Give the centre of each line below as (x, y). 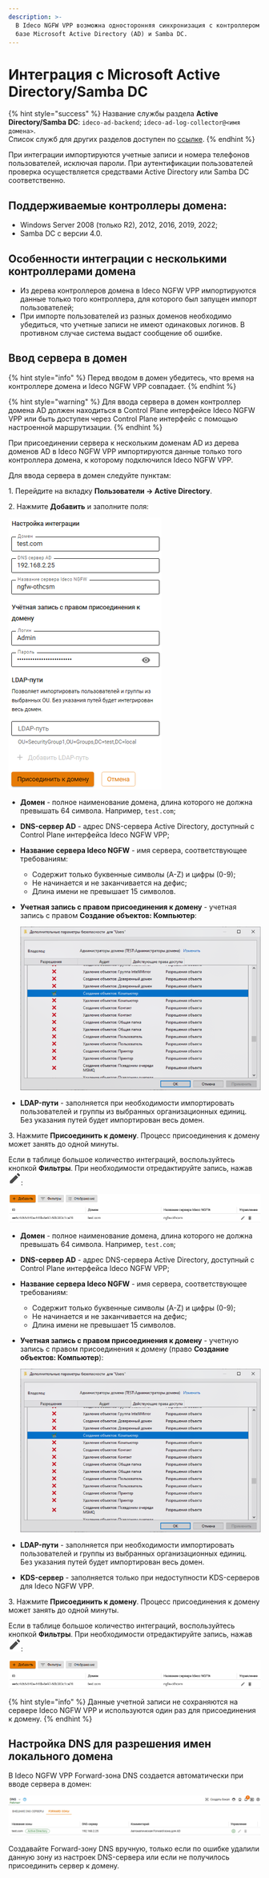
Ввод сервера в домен (68, 358)
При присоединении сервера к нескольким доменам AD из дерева (124, 443)
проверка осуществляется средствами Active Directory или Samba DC (129, 172)
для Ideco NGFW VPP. (57, 1586)
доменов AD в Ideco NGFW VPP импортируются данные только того (125, 451)
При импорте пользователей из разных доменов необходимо (126, 316)
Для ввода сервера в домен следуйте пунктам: (90, 475)
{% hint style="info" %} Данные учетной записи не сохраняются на (123, 1702)
